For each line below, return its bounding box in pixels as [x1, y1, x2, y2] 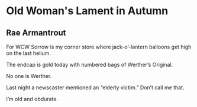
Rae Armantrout [6, 28, 66, 38]
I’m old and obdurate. [6, 96, 58, 102]
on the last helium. [6, 50, 51, 57]
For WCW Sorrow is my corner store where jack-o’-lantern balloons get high [6, 43, 192, 50]
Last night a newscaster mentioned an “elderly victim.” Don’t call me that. [6, 84, 185, 91]
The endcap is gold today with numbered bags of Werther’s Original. [6, 61, 173, 68]
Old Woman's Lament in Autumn [6, 4, 169, 18]
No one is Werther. [6, 73, 52, 79]
